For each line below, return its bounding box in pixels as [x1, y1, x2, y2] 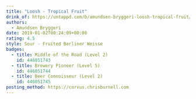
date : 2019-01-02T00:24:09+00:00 [6, 30, 87, 36]
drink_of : [6, 14, 30, 20]
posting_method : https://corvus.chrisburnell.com [6, 84, 129, 90]
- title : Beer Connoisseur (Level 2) [11, 73, 103, 79]
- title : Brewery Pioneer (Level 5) [11, 62, 100, 69]
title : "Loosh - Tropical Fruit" [6, 8, 87, 15]
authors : [6, 19, 27, 25]
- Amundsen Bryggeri [11, 24, 61, 31]
